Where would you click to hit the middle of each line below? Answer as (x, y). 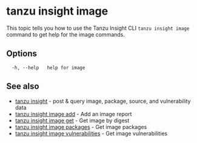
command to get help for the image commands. (66, 34)
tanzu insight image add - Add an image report (73, 114)
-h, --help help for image (48, 68)
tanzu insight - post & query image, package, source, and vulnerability (103, 101)
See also (23, 86)
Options (22, 54)
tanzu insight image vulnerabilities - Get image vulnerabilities (91, 133)
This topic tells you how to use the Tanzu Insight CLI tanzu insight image (98, 28)
